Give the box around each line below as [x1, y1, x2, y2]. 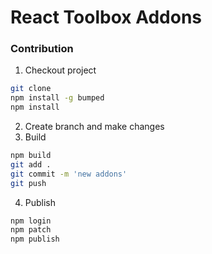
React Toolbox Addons [10, 6, 203, 29]
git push [10, 178, 47, 188]
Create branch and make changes [24, 121, 165, 133]
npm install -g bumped [10, 93, 105, 103]
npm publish [10, 234, 60, 245]
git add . [10, 159, 52, 170]
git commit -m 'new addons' [10, 169, 128, 179]
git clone [10, 84, 52, 94]
